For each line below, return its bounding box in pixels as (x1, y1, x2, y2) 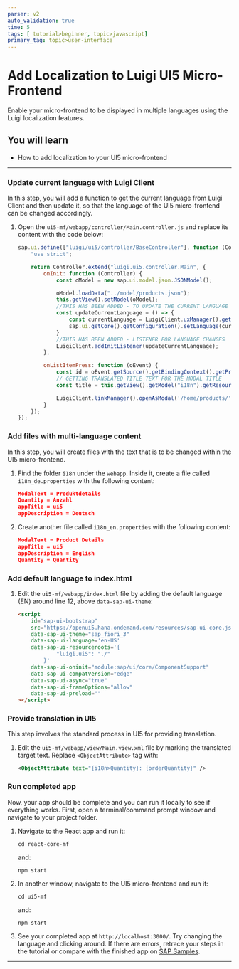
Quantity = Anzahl (17, 497, 73, 504)
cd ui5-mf (17, 893, 48, 900)
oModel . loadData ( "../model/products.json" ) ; (55, 290, 191, 297)
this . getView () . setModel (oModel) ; (55, 296, 159, 303)
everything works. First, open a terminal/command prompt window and (7, 805, 216, 814)
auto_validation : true (7, 17, 75, 24)
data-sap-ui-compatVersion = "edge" (31, 670, 133, 677)
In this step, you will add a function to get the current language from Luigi (7, 194, 223, 203)
